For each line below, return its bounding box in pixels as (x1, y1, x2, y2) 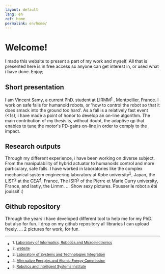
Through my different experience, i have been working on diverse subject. (5, 155, 155, 161)
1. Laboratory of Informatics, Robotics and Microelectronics (12, 240, 112, 245)
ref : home (5, 16, 26, 21)
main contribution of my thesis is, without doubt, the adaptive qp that (5, 117, 145, 123)
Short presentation (5, 83, 64, 91)
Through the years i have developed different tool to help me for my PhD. (5, 216, 153, 221)
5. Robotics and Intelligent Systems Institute (12, 264, 86, 269)
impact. (5, 128, 21, 134)
